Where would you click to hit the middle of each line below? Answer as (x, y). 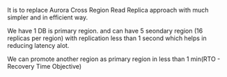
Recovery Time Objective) (45, 66)
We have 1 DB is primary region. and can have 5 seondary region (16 (105, 31)
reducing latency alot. (38, 45)
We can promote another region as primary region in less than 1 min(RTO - (114, 59)
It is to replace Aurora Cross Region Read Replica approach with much (108, 10)
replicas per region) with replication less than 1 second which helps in (107, 38)
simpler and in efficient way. (48, 17)
